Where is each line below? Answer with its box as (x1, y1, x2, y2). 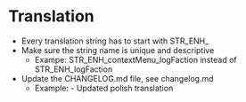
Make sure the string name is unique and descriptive (20, 44, 215, 55)
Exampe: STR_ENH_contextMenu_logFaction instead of (34, 54, 237, 65)
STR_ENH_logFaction (34, 64, 113, 75)
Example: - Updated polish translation (34, 82, 174, 93)
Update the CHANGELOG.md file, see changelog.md (20, 73, 215, 83)
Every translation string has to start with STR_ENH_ (20, 35, 209, 46)
